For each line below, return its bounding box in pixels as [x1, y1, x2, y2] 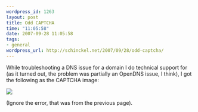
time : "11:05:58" [6, 25, 49, 32]
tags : [6, 36, 20, 42]
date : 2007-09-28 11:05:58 [6, 31, 73, 37]
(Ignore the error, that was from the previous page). [6, 99, 133, 106]
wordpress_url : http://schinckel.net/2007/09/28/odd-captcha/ [6, 48, 164, 54]
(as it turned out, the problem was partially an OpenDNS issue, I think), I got [6, 70, 192, 77]
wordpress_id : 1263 [6, 8, 55, 15]
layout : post [6, 14, 39, 20]
